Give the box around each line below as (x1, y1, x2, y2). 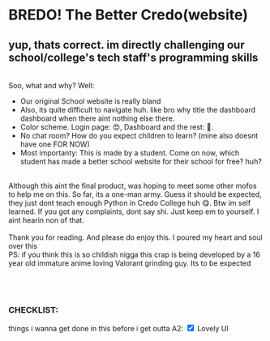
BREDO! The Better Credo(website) (8, 6, 249, 24)
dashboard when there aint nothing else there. (19, 113, 175, 123)
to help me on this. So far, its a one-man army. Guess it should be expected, (8, 190, 262, 199)
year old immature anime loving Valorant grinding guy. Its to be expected (8, 258, 251, 268)
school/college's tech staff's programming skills (8, 50, 259, 64)
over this (8, 241, 38, 250)
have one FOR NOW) (19, 139, 91, 149)
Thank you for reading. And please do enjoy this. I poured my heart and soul (8, 232, 264, 242)
